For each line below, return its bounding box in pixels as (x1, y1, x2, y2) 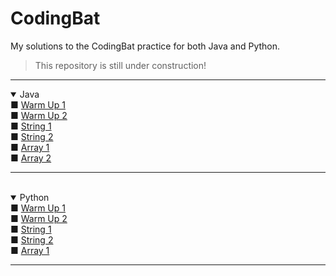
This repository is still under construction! (34, 59, 207, 71)
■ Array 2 (10, 152, 52, 164)
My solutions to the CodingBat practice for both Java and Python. (10, 40, 281, 52)
